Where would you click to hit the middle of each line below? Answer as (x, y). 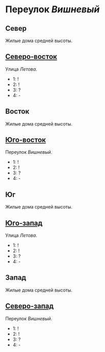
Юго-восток (26, 140)
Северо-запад (29, 306)
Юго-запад (24, 223)
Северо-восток (31, 57)
